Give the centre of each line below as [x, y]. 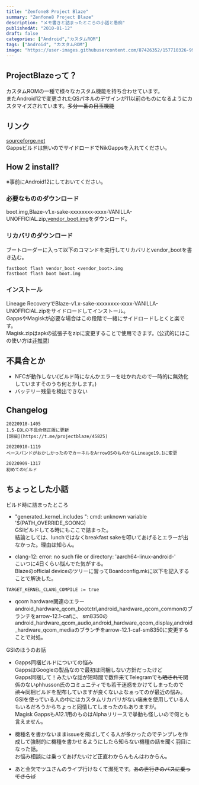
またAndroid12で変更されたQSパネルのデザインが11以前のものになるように [97, 98]
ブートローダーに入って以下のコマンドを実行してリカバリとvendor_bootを [97, 250]
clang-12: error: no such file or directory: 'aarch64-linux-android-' [95, 556]
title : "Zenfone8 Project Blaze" [47, 12]
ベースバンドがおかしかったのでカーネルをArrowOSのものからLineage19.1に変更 [92, 453]
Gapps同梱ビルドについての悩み [54, 662]
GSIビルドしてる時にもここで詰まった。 [63, 530]
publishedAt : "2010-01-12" [39, 28]
